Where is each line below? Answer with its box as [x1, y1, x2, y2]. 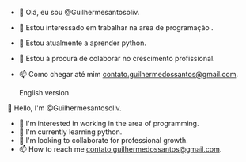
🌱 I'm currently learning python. [18, 127, 123, 137]
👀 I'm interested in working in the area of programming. [18, 119, 199, 128]
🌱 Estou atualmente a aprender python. [18, 38, 147, 48]
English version [18, 88, 69, 97]
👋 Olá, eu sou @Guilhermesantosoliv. [18, 8, 140, 17]
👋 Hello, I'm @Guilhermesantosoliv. [7, 103, 122, 113]
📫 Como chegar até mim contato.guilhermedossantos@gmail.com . [18, 70, 239, 79]
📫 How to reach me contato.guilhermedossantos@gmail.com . [18, 145, 222, 154]
